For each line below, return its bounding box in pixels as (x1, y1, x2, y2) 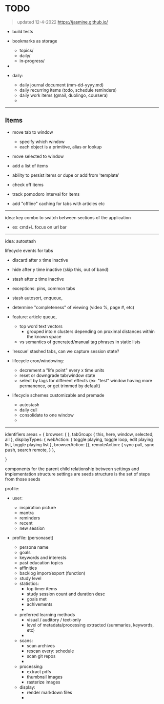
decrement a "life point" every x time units (19, 367, 105, 373)
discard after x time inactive (12, 257, 68, 263)
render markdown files (26, 689, 72, 695)
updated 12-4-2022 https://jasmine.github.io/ (17, 19, 108, 25)
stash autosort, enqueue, (12, 295, 63, 301)
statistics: (19, 580, 39, 586)
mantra (19, 510, 34, 516)
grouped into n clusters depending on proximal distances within (26, 328, 155, 334)
